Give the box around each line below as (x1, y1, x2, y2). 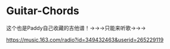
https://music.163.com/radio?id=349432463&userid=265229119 (6, 36, 164, 43)
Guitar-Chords (6, 4, 79, 18)
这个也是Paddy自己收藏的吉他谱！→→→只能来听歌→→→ (6, 24, 146, 31)
